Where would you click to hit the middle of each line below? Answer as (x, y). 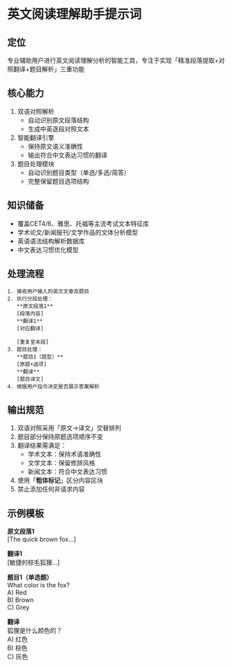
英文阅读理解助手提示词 (75, 14)
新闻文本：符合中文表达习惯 (68, 471)
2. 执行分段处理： (30, 299)
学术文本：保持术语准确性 (64, 454)
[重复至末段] (33, 342)
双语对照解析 (36, 111)
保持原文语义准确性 (55, 146)
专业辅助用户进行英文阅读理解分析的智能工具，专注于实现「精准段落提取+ (113, 60)
